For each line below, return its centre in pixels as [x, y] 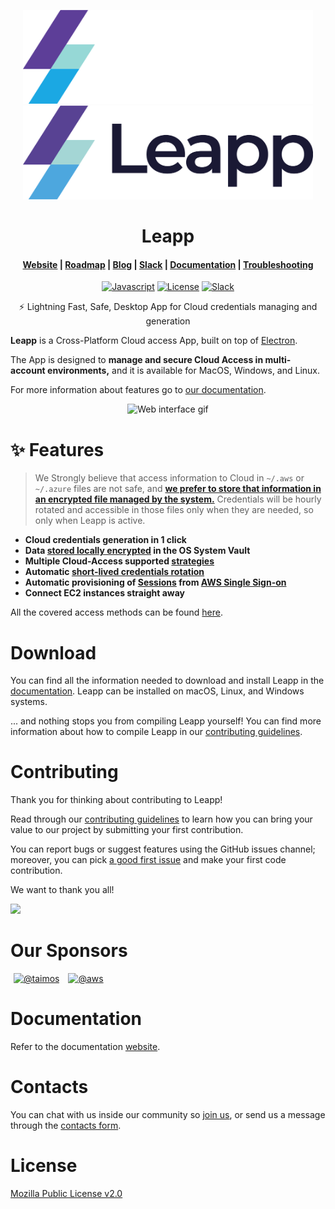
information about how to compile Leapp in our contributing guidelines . [156, 732]
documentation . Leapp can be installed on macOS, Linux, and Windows [157, 691]
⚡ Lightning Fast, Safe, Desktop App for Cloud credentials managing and [168, 307]
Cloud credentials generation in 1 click [105, 540]
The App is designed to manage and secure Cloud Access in [137, 360]
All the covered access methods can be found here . [117, 612]
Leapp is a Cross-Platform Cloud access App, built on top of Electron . [154, 341]
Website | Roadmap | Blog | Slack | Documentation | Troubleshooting [168, 264]
